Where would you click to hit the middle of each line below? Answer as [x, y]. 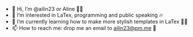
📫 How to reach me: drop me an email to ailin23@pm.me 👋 [84, 28]
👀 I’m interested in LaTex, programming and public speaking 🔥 [87, 15]
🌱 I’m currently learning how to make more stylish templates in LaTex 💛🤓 [100, 21]
